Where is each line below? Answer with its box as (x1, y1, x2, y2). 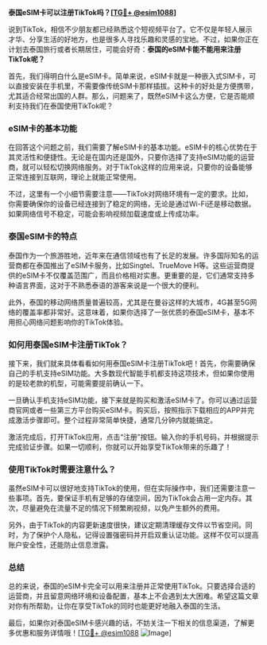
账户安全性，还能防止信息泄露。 (8, 540, 113, 550)
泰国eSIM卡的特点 (8, 231, 78, 242)
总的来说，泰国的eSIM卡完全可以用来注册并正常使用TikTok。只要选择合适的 (8, 581, 256, 591)
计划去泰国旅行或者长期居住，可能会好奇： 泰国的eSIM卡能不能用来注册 (8, 45, 242, 54)
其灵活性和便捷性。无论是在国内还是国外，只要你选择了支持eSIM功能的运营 (8, 153, 255, 162)
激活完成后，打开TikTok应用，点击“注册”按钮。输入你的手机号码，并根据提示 (8, 432, 259, 441)
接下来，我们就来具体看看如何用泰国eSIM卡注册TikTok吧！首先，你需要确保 (8, 358, 256, 368)
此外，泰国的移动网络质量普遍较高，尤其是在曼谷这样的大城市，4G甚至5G (8, 297, 250, 307)
